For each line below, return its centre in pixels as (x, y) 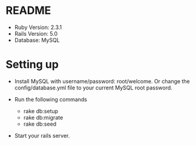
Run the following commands (51, 99)
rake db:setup (41, 111)
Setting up (32, 65)
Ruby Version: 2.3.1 (38, 27)
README (28, 11)
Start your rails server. (42, 135)
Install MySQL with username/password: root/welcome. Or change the (102, 81)
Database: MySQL (37, 40)
